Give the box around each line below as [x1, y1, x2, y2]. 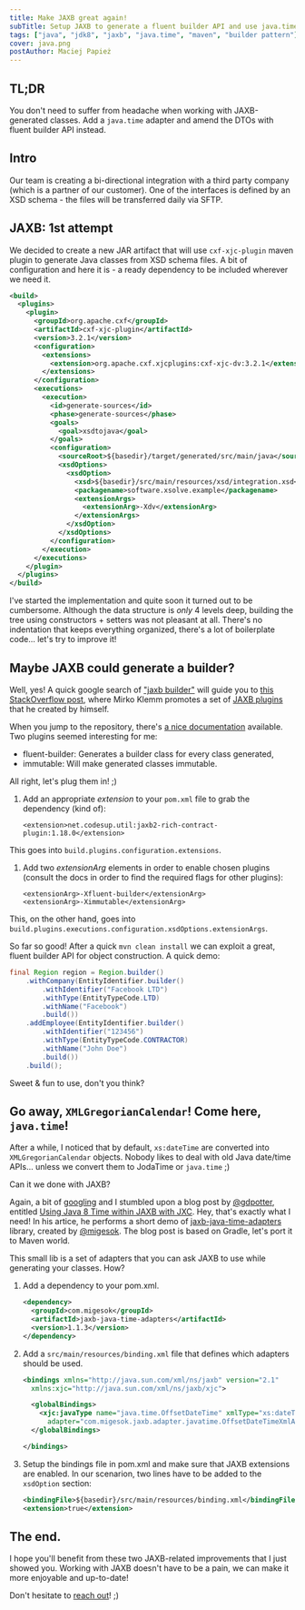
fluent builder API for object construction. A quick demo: [9, 951, 221, 961]
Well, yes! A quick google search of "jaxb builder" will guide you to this [9, 684, 274, 695]
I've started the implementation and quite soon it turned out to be [9, 595, 253, 606]
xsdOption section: [22, 1477, 93, 1488]
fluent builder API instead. [9, 124, 106, 135]
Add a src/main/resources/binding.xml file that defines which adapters [22, 1348, 290, 1359]
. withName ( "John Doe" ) [42, 1043, 128, 1053]
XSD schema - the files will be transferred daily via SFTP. [9, 194, 223, 205]
